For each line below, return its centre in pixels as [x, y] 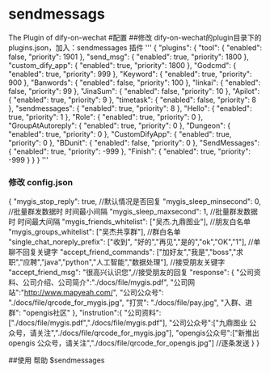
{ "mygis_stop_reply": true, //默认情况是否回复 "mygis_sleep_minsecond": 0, [135, 201]
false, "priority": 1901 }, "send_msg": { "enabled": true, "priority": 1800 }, [129, 57]
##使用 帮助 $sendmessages [57, 360]
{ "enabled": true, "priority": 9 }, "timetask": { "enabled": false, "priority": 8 [133, 100]
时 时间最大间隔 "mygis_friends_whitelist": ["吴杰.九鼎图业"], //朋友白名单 [129, 222]
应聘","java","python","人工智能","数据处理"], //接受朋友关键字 [124, 262]
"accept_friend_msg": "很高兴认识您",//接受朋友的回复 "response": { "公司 [131, 273]
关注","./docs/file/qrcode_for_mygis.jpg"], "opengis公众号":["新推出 [148, 333]
